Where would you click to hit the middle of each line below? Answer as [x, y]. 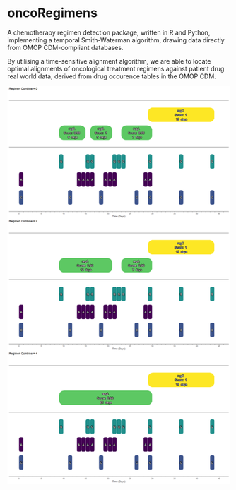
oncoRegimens [52, 13]
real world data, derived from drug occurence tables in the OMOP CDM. [112, 76]
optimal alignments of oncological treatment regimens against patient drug [116, 68]
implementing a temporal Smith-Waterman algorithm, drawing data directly [116, 40]
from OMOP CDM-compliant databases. [65, 47]
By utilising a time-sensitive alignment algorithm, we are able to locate [109, 61]
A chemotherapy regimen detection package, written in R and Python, [109, 32]
